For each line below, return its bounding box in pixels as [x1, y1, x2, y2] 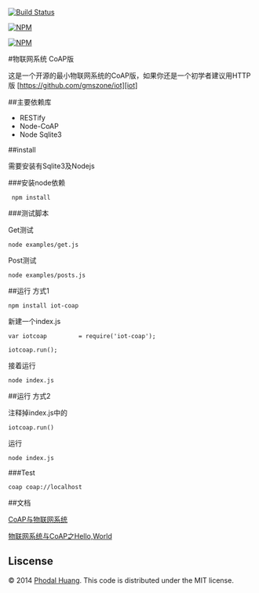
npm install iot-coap [8, 302, 79, 310]
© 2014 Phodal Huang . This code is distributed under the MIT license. [8, 575, 234, 585]
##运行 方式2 [8, 392, 51, 400]
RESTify [19, 113, 46, 122]
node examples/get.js [8, 241, 79, 249]
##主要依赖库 [8, 98, 52, 106]
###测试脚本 [8, 208, 49, 218]
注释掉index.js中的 [8, 408, 68, 417]
